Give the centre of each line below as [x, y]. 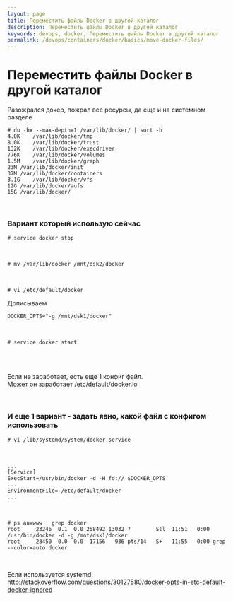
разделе [20, 117]
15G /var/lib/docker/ [39, 192]
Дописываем [27, 303]
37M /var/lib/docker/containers [55, 174]
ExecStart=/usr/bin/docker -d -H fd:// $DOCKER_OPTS [86, 478]
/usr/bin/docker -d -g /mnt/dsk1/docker [68, 535]
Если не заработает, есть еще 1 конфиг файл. [75, 377]
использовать [33, 425]
